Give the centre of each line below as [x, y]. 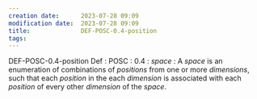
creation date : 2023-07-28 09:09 [74, 16]
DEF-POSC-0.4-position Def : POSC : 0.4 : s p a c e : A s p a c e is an [116, 61]
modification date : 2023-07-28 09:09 [74, 23]
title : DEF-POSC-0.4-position [83, 31]
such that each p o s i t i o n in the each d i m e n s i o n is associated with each [125, 78]
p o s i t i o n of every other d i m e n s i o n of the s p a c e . [88, 87]
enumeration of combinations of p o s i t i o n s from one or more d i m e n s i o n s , [129, 70]
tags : [17, 38]
